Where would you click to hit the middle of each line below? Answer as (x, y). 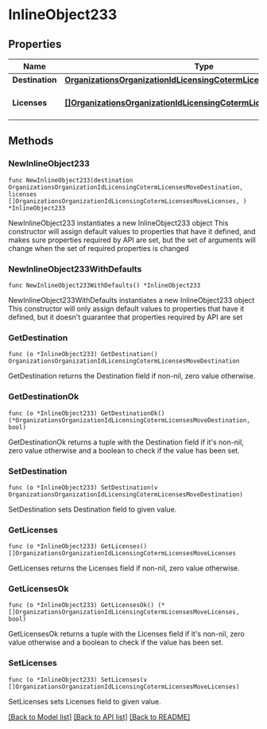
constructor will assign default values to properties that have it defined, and (132, 231)
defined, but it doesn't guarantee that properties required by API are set (126, 317)
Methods (31, 141)
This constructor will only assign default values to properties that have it (126, 308)
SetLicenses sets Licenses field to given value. (85, 701)
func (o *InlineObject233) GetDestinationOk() (87, 413)
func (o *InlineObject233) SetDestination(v (83, 488)
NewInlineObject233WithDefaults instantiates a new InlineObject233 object (132, 300)
